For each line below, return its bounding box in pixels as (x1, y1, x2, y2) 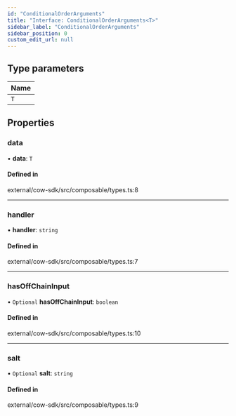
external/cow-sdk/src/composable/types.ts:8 (7, 185, 139, 194)
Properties (7, 117, 55, 129)
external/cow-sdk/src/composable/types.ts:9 (7, 401, 139, 409)
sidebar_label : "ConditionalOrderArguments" (7, 23, 140, 30)
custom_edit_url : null (7, 36, 74, 43)
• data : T (7, 154, 33, 162)
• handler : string (7, 226, 58, 234)
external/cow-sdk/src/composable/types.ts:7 (7, 257, 138, 266)
